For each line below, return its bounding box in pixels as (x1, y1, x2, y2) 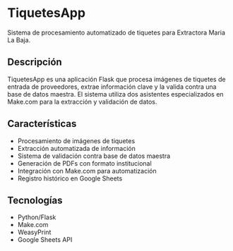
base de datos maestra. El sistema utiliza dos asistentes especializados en (7, 90, 224, 98)
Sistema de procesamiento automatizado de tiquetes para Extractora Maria (7, 28, 226, 37)
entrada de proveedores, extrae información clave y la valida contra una (7, 82, 217, 91)
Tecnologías (7, 194, 63, 206)
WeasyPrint (17, 228, 52, 237)
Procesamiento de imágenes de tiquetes (17, 136, 136, 145)
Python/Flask (17, 213, 56, 221)
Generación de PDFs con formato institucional (17, 159, 152, 167)
